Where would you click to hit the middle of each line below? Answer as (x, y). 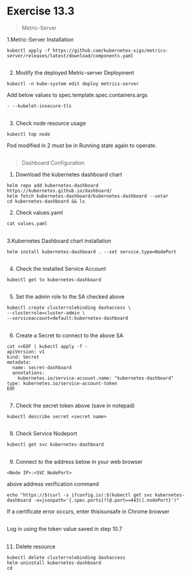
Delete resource (35, 546)
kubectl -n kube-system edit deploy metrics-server (73, 84)
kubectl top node (29, 134)
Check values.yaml (39, 213)
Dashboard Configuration (53, 163)
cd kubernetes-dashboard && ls (46, 201)
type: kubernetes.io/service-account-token (62, 383)
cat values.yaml (27, 224)
